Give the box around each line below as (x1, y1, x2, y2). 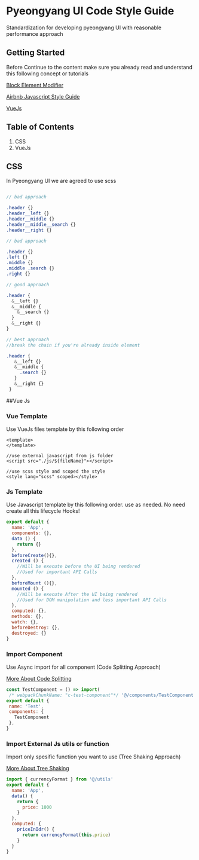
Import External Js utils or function (6, 739, 109, 748)
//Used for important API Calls (17, 569, 97, 575)
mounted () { (11, 586, 44, 592)
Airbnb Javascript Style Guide (6, 93, 80, 100)
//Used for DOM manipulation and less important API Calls (17, 596, 167, 603)
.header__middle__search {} (6, 221, 76, 228)
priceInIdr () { (17, 827, 55, 833)
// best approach (6, 336, 50, 342)
